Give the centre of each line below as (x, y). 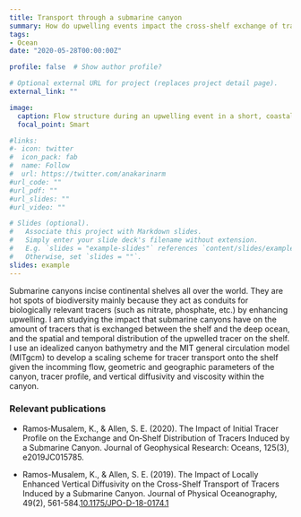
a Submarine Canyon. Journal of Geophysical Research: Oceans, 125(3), (155, 447)
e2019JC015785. (53, 457)
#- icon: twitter (42, 149)
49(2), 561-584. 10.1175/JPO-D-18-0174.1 (95, 503)
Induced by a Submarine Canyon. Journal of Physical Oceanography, (150, 493)
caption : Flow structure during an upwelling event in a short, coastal (156, 116)
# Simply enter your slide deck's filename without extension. (133, 240)
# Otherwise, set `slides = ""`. (76, 256)
